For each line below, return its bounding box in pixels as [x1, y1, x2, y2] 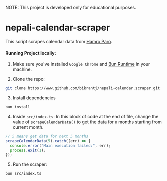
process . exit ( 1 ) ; [10, 148, 46, 153]
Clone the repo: [12, 76, 45, 82]
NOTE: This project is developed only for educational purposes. [5, 5, 136, 10]
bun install [5, 105, 30, 110]
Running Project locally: [5, 50, 56, 56]
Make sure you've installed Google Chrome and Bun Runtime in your [12, 61, 150, 67]
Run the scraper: [12, 161, 47, 167]
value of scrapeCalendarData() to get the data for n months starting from [12, 119, 162, 125]
